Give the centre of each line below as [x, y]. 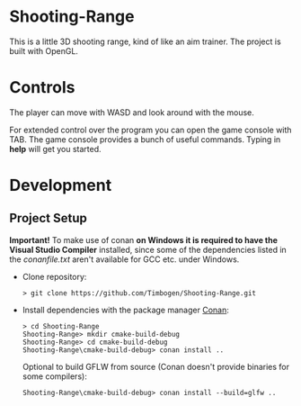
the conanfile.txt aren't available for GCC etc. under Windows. [124, 259]
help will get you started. [55, 149]
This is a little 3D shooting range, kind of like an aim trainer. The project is [145, 41]
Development [61, 185]
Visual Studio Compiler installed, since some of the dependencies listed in [148, 249]
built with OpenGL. [44, 50]
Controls [42, 88]
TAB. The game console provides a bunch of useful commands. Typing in [145, 139]
